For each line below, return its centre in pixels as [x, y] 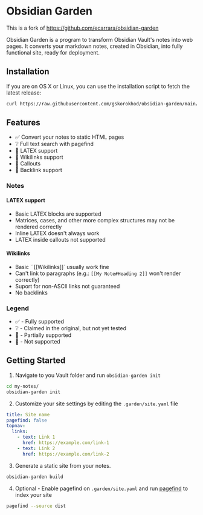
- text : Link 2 [36, 448]
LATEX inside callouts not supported [60, 239]
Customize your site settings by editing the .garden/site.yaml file [96, 404]
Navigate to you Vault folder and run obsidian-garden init [88, 375]
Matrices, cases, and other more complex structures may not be [95, 220]
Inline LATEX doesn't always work [57, 233]
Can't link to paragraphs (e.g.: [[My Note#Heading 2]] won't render [98, 273]
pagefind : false [27, 420]
